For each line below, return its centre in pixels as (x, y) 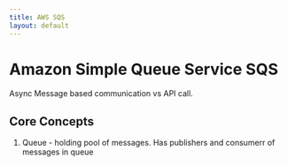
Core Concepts (52, 121)
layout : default (39, 26)
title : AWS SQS (37, 17)
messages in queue (58, 152)
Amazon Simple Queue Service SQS (144, 69)
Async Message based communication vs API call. (101, 94)
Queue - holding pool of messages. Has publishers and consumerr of (148, 143)
